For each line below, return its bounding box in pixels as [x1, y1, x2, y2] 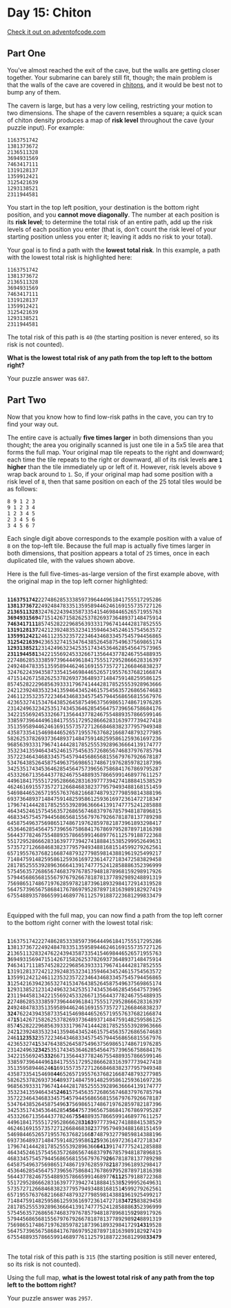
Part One [7, 48, 46, 59]
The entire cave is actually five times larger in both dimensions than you [7, 433, 213, 442]
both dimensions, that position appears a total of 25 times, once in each [7, 548, 210, 557]
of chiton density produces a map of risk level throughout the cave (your [7, 116, 214, 124]
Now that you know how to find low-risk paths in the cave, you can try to [7, 413, 214, 421]
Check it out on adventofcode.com [7, 28, 106, 36]
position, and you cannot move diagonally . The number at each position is [7, 210, 220, 219]
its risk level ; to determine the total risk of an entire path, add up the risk [7, 217, 213, 226]
